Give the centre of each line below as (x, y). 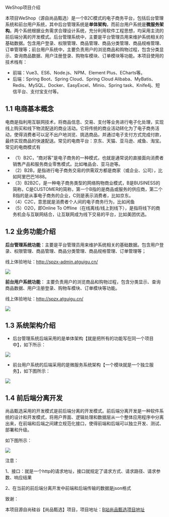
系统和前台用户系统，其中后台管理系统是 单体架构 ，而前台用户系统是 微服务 (82, 24)
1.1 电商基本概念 (30, 109)
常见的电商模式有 (23, 147)
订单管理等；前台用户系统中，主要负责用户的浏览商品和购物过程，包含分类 (82, 49)
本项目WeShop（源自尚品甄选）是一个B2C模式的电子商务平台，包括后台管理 (84, 18)
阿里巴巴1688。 (33, 176)
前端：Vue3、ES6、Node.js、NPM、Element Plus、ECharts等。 (79, 73)
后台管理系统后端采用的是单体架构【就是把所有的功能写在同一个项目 (83, 339)
